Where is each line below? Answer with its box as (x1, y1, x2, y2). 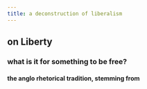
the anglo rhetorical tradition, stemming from (7, 74, 140, 82)
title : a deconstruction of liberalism (7, 10, 123, 17)
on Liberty (7, 36, 53, 48)
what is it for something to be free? (7, 56, 127, 66)
